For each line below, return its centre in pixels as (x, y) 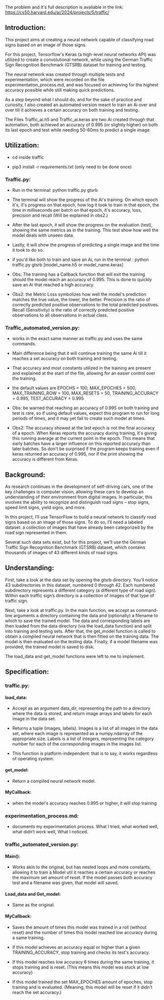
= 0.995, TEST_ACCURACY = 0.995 (48, 399)
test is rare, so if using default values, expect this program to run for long (86, 413)
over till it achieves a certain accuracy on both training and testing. (72, 110)
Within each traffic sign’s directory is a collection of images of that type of (80, 595)
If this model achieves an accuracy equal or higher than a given (76, 947)
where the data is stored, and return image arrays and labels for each (82, 714)
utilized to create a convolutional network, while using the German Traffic (79, 59)
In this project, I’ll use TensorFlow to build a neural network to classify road (81, 517)
